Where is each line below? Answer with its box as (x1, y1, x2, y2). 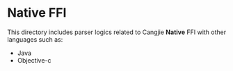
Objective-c (17, 56, 51, 64)
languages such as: (7, 35, 63, 43)
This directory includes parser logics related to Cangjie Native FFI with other (7, 28, 227, 36)
